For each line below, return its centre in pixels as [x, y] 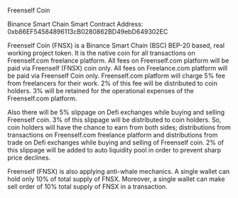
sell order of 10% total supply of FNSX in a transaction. [88, 187]
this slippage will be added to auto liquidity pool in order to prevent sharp [114, 150]
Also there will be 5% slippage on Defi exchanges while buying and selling [116, 112]
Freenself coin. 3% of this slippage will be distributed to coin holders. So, [114, 120]
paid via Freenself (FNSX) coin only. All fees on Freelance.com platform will [118, 68]
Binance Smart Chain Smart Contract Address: [75, 24]
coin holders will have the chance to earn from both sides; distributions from [119, 127]
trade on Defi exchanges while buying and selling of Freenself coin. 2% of [115, 142]
